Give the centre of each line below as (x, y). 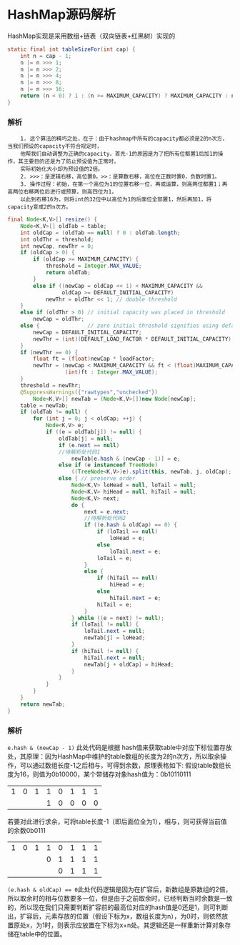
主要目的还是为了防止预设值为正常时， (71, 161)
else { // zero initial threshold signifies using (120, 326)
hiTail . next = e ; (135, 598)
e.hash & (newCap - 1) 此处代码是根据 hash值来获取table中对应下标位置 (114, 748)
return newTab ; (43, 704)
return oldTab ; (68, 273)
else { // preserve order (97, 479)
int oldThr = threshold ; (57, 239)
